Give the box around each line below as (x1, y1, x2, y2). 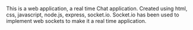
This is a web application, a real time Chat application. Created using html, (6, 5, 188, 12)
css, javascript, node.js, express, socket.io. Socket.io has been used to (6, 11, 179, 18)
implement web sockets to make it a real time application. (6, 18, 147, 24)
